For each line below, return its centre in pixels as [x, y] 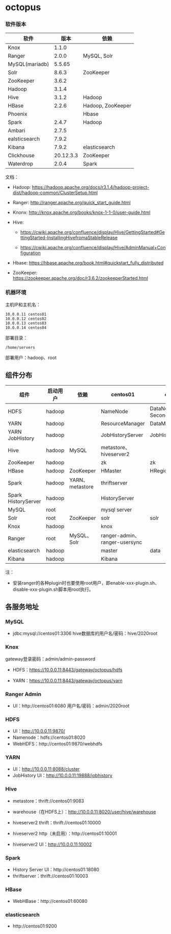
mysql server [117, 510]
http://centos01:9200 [35, 926]
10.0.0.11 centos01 [26, 314]
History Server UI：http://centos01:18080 [56, 870]
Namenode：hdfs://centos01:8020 [49, 737]
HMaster [111, 470]
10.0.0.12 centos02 [26, 319]
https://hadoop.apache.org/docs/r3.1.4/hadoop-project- [91, 187]
